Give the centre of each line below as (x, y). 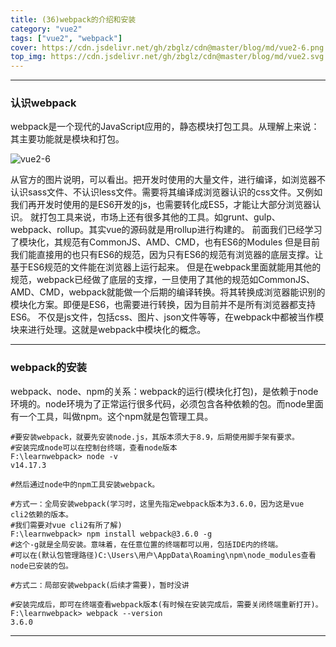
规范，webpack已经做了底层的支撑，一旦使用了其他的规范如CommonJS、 (162, 280)
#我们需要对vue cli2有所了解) (66, 525)
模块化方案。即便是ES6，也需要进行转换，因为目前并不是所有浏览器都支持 (163, 305)
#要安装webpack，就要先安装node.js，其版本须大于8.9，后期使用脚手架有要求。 (155, 437)
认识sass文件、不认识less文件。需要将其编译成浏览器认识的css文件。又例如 (166, 192)
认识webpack (43, 103)
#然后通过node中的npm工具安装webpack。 (85, 484)
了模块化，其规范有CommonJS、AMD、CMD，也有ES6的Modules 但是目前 (165, 242)
